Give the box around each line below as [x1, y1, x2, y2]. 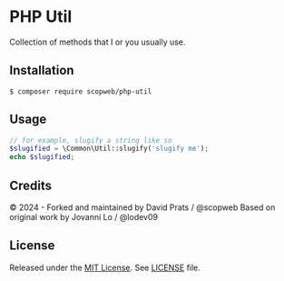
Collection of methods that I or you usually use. [9, 36, 186, 47]
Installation [9, 63, 74, 78]
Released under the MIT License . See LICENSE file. [9, 262, 201, 273]
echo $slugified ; [9, 153, 75, 162]
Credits [9, 177, 53, 193]
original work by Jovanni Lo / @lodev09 [9, 212, 159, 222]
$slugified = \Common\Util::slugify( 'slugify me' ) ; [9, 144, 209, 154]
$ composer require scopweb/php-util [9, 86, 152, 96]
